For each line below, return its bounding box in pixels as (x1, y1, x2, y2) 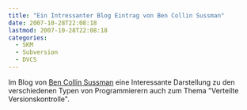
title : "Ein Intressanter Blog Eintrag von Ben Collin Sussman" (8, 11, 225, 20)
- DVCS (15, 56, 37, 64)
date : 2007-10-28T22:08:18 (8, 19, 97, 27)
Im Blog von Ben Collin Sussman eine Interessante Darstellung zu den (8, 77, 235, 87)
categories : (8, 33, 47, 42)
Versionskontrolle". (8, 94, 70, 104)
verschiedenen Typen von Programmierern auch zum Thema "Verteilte (8, 85, 239, 95)
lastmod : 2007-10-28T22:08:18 (8, 26, 108, 34)
